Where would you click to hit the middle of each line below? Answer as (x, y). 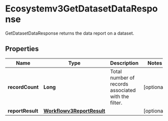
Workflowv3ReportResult (74, 110)
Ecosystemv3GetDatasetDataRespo (81, 9)
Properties (22, 49)
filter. (116, 102)
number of (122, 77)
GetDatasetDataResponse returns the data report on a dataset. (70, 33)
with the (119, 96)
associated (123, 90)
